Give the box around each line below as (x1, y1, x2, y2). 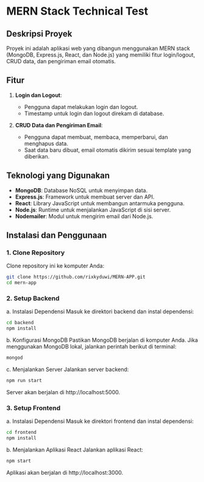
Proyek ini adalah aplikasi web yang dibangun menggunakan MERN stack (6, 44, 191, 52)
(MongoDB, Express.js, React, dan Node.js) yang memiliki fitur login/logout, (6, 51, 195, 58)
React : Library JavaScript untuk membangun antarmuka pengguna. (15, 199, 185, 207)
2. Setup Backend (6, 294, 60, 302)
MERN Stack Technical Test (6, 4, 149, 18)
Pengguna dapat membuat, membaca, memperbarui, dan (24, 133, 169, 141)
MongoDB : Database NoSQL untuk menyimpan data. (15, 186, 148, 194)
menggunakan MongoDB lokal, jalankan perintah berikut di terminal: (6, 343, 177, 350)
